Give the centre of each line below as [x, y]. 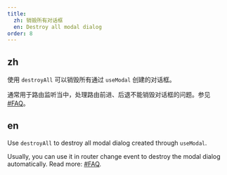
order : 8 [20, 33]
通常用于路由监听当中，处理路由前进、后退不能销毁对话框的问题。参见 [109, 95]
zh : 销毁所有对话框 [38, 20]
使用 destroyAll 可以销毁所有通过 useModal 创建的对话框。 [91, 80]
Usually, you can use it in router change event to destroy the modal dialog [114, 156]
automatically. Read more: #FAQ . [54, 164]
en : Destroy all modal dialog [58, 27]
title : [17, 14]
